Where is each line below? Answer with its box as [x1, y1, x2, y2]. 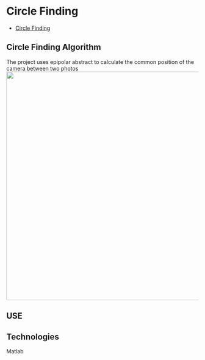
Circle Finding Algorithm [6, 42, 101, 52]
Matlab [6, 347, 24, 355]
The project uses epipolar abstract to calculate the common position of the [6, 58, 194, 65]
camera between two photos [6, 65, 79, 72]
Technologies [6, 331, 60, 342]
